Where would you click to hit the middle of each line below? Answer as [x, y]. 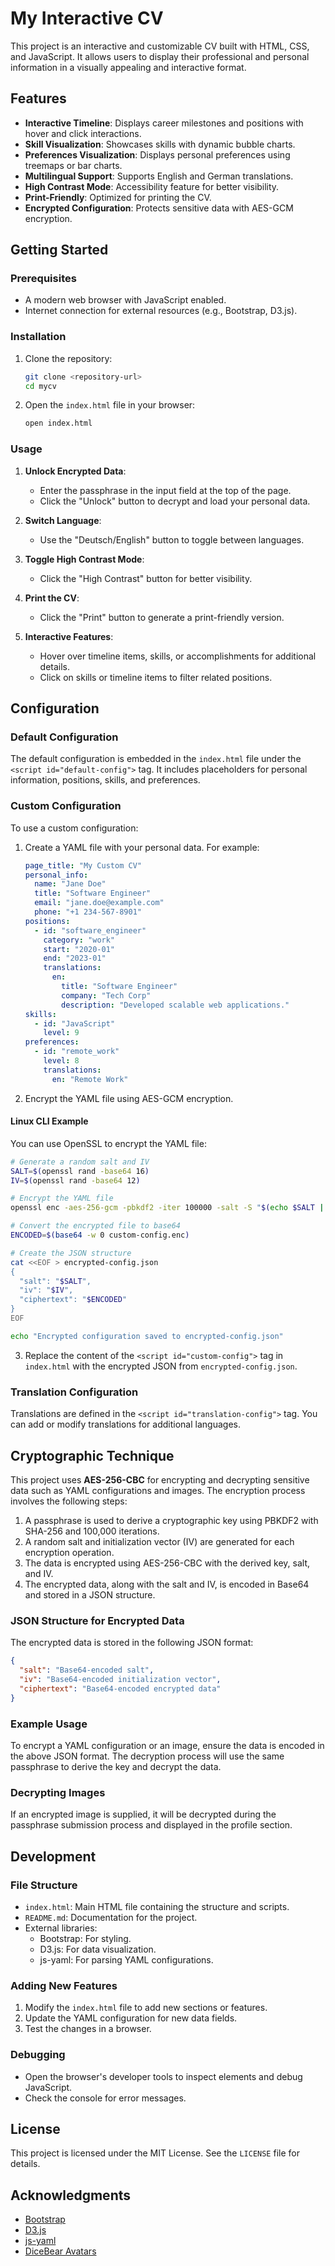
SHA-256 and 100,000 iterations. [92, 1531]
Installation [38, 337]
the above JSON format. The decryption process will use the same [147, 1756]
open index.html [58, 423]
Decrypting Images [58, 1792]
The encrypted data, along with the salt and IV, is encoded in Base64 [167, 1584]
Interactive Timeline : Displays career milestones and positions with [164, 123]
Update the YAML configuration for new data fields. [131, 2018]
